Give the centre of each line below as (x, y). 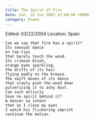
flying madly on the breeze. (36, 74)
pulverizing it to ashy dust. (37, 88)
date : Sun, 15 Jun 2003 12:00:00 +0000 (47, 15)
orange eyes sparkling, (30, 66)
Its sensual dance (25, 48)
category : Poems (22, 19)
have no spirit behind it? (34, 97)
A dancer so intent (26, 101)
